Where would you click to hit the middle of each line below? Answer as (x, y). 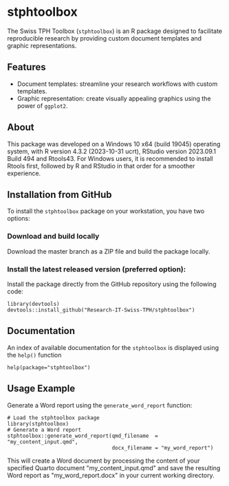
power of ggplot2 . (42, 106)
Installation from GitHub (59, 194)
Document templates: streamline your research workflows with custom (117, 84)
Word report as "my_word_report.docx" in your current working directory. (111, 475)
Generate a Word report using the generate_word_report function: (100, 405)
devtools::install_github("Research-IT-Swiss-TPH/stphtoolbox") (101, 310)
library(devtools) (33, 304)
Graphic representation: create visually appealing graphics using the (114, 98)
